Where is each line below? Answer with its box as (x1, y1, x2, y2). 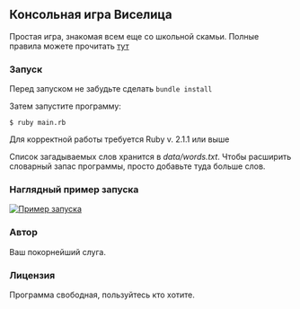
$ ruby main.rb (9, 119, 66, 128)
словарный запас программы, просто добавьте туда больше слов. (9, 161, 266, 172)
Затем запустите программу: (9, 101, 121, 111)
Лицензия (9, 269, 56, 281)
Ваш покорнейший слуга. (9, 246, 106, 257)
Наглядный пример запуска (9, 183, 139, 196)
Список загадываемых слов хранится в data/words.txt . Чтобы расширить (9, 152, 292, 163)
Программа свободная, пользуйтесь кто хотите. (9, 289, 196, 300)
